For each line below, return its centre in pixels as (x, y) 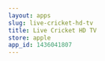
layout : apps (30, 15)
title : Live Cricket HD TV (52, 30)
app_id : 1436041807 (40, 45)
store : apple (30, 38)
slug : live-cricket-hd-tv (51, 23)
